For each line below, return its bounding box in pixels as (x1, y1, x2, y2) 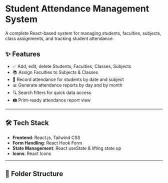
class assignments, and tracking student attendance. (5, 35, 114, 41)
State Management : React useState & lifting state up (12, 145, 121, 151)
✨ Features (5, 50, 40, 58)
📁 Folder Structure (5, 169, 63, 178)
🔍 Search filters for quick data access (12, 89, 91, 95)
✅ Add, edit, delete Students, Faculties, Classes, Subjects (12, 63, 131, 69)
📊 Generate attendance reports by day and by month (12, 82, 122, 88)
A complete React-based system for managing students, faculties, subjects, (5, 30, 161, 36)
